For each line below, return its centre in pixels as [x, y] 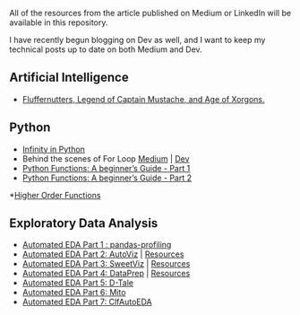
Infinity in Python [53, 149]
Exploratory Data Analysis [84, 223]
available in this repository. [59, 22]
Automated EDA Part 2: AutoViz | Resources [103, 254]
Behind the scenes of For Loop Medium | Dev [106, 158]
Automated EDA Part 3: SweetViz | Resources [106, 264]
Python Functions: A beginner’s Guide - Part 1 [106, 168]
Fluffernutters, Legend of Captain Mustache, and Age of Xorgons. [144, 99]
